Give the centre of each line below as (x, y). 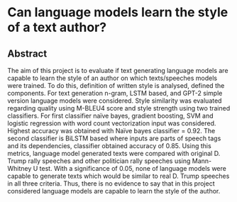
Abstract (27, 54)
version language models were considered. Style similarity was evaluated (115, 101)
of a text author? (57, 27)
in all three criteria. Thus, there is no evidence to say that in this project (111, 184)
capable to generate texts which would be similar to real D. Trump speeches (118, 176)
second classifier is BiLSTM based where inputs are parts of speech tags (114, 138)
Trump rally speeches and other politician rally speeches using (99, 161)
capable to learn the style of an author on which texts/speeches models (112, 78)
